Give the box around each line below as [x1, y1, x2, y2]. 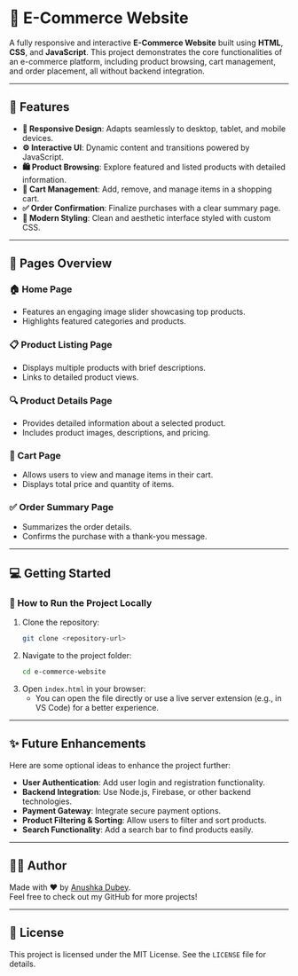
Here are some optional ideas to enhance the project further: [9, 760, 231, 770]
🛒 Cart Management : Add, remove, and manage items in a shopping [21, 184, 272, 194]
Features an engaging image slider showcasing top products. [21, 306, 246, 318]
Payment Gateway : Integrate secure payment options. [21, 805, 222, 815]
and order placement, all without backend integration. [9, 66, 206, 76]
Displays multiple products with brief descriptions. [21, 362, 207, 373]
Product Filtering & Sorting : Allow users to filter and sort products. [21, 815, 268, 825]
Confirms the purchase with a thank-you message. [21, 531, 208, 541]
